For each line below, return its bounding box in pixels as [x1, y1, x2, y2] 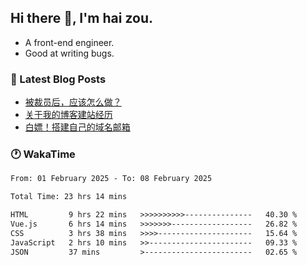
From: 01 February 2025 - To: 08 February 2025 [10, 174, 213, 184]
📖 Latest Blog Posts [10, 72, 107, 86]
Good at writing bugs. [24, 47, 115, 59]
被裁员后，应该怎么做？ [24, 96, 122, 108]
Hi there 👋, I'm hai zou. [10, 10, 153, 27]
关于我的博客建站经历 [24, 109, 113, 121]
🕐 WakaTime [10, 147, 76, 161]
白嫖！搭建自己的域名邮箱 [24, 121, 131, 133]
